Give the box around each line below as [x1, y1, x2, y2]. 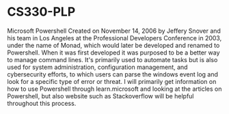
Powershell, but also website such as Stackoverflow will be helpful [7, 91, 194, 100]
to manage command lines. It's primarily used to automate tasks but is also [7, 55, 218, 63]
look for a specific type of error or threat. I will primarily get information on [7, 77, 217, 85]
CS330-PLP [7, 4, 76, 20]
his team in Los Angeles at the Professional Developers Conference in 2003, [7, 33, 222, 42]
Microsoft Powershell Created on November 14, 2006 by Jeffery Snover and [7, 27, 221, 35]
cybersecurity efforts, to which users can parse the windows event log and [7, 70, 219, 79]
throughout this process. [7, 99, 77, 107]
